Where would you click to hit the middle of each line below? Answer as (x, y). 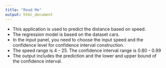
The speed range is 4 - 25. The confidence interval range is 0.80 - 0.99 (87, 50)
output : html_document (29, 15)
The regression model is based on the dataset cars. (66, 34)
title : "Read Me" (23, 10)
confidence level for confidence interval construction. (68, 45)
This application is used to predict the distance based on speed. (79, 29)
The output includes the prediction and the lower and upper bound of (85, 55)
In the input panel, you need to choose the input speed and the (78, 40)
